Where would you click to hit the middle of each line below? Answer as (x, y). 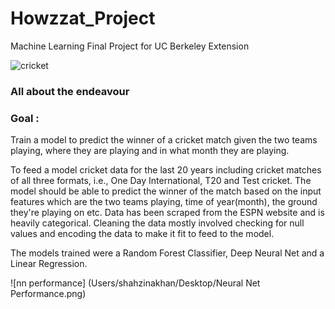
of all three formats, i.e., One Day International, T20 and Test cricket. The (161, 181)
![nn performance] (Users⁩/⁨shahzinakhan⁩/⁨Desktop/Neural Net (135, 283)
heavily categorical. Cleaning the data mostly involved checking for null (157, 223)
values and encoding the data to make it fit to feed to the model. (142, 234)
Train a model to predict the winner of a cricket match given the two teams (164, 140)
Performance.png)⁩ (48, 294)
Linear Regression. (49, 264)
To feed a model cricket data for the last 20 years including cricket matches (166, 170)
